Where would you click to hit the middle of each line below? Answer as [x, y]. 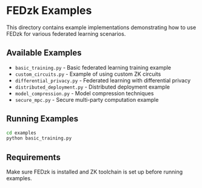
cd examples [21, 133]
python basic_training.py [39, 138]
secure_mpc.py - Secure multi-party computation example [87, 99]
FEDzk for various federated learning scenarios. [66, 33]
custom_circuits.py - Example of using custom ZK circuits [88, 74]
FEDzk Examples [49, 11]
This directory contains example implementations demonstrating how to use [101, 27]
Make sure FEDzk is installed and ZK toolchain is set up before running [95, 172]
